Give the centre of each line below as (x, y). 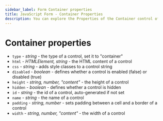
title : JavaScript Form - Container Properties (54, 14)
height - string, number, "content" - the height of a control (70, 82)
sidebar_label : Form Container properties (49, 10)
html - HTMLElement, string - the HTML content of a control (72, 61)
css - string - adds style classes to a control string (62, 67)
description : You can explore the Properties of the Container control (79, 19)
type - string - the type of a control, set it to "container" (67, 56)
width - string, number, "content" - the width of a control (68, 113)
